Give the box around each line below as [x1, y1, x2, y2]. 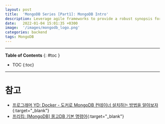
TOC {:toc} [12, 62, 34, 67]
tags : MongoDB [5, 35, 34, 40]
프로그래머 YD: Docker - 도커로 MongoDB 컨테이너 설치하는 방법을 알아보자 [12, 102, 159, 108]
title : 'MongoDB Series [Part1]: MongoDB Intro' [5, 12, 109, 17]
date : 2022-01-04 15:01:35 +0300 [5, 21, 78, 26]
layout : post [5, 7, 32, 12]
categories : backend [5, 30, 48, 35]
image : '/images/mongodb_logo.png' [5, 25, 80, 30]
